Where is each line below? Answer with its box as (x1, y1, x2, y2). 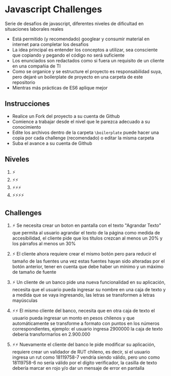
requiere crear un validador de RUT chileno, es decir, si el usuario (12, 349, 150, 355)
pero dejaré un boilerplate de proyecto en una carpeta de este (12, 74, 143, 80)
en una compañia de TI (12, 63, 61, 69)
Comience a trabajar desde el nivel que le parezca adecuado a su (12, 119, 150, 125)
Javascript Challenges (5, 4, 103, 15)
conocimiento (12, 124, 41, 130)
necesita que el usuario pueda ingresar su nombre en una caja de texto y (12, 287, 166, 293)
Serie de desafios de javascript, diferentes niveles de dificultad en (5, 20, 144, 27)
